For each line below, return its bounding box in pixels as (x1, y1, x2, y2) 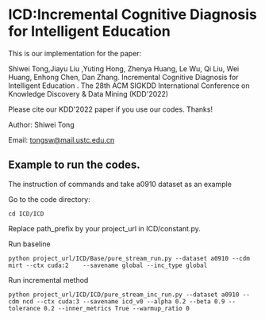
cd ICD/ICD (8, 210, 44, 218)
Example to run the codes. (8, 158, 140, 172)
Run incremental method (8, 275, 89, 284)
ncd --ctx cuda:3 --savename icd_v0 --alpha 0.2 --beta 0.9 (22, 297, 225, 306)
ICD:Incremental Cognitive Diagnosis (8, 6, 258, 24)
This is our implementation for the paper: (8, 48, 142, 58)
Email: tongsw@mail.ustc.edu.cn (8, 135, 115, 144)
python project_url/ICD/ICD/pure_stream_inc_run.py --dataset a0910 (8, 291, 240, 299)
